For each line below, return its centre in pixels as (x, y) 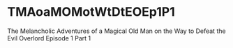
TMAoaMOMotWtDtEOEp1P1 (91, 12)
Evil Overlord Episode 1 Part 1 (49, 38)
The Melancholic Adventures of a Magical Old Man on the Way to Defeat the (116, 31)
